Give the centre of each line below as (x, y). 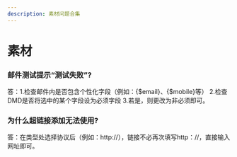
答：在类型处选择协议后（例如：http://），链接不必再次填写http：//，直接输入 (119, 137)
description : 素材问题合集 (44, 14)
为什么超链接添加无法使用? (53, 121)
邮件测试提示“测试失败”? (50, 75)
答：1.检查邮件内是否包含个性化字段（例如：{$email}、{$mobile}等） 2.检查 (117, 92)
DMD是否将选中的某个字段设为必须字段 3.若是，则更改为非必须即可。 (108, 100)
